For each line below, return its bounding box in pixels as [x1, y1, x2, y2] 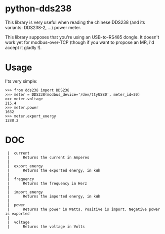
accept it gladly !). [5, 44, 42, 50]
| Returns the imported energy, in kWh [7, 194, 100, 199]
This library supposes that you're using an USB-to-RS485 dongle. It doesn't [5, 34, 160, 40]
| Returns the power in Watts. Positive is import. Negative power [7, 207, 161, 212]
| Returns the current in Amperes [7, 155, 90, 160]
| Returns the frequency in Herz [7, 181, 87, 186]
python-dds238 [5, 3, 72, 14]
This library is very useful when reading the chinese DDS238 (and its [5, 19, 145, 25]
